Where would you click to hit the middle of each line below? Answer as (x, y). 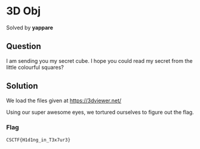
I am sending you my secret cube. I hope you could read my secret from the (99, 60)
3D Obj (23, 11)
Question (24, 46)
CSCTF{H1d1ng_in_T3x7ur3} (38, 140)
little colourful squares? (35, 67)
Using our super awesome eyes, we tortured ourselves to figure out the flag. (100, 112)
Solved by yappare (30, 28)
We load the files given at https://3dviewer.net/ (64, 101)
